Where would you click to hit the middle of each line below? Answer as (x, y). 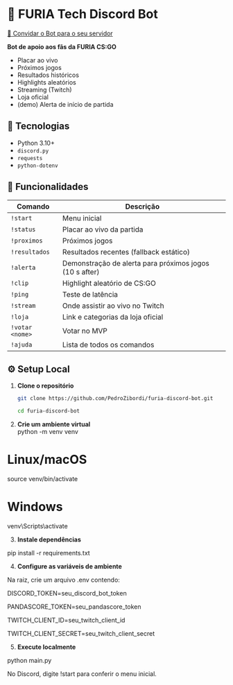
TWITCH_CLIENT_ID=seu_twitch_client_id (66, 620)
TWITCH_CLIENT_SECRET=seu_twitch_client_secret (81, 633)
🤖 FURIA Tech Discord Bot (83, 14)
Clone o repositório (45, 386)
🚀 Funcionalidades (48, 187)
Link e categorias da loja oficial (113, 317)
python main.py (29, 660)
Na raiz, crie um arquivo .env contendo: (63, 580)
